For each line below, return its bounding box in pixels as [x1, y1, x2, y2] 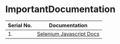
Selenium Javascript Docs [37, 30, 100, 37]
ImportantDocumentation [5, 4, 116, 15]
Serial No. [8, 22, 32, 29]
